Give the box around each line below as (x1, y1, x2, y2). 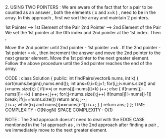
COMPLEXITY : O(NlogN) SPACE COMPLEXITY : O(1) (5, 107, 113, 113)
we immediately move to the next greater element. (5, 127, 108, 133)
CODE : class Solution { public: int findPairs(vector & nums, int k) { (5, 75, 139, 81)
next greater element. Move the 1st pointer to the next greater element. (5, 55, 150, 61)
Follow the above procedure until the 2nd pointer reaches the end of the (5, 61, 152, 66)
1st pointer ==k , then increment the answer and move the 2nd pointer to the (5, 50, 161, 56)
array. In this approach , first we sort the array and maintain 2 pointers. (5, 15, 150, 20)
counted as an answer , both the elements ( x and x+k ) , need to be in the (5, 9, 156, 15)
